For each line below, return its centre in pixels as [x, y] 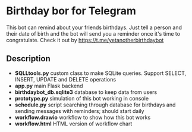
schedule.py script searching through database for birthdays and [95, 105]
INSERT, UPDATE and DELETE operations [65, 79]
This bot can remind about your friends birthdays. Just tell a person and [94, 27]
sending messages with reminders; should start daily [79, 111]
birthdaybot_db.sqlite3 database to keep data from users [86, 92]
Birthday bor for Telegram [71, 11]
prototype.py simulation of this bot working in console [82, 98]
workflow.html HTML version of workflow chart [73, 124]
